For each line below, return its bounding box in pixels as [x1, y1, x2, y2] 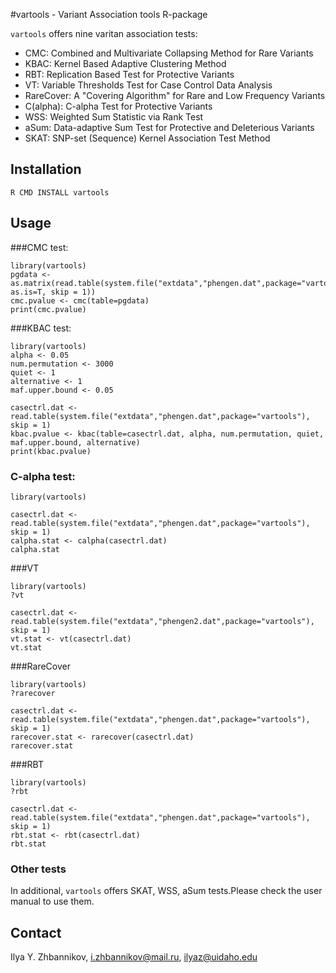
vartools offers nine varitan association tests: [10, 28, 198, 39]
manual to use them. [10, 895, 95, 908]
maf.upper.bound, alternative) [10, 437, 141, 448]
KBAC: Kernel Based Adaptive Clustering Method [24, 58, 227, 69]
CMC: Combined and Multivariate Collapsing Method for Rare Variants [24, 47, 314, 59]
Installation [10, 161, 82, 178]
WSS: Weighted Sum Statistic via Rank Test [24, 111, 204, 123]
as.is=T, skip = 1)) [10, 287, 97, 297]
